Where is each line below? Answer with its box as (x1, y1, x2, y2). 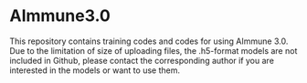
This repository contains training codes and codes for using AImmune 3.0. (9, 36, 289, 47)
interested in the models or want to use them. (9, 65, 181, 76)
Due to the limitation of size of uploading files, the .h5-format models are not (9, 45, 298, 56)
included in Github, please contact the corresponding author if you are (9, 55, 274, 66)
